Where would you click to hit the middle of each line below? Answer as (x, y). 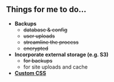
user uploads (39, 36)
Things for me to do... (46, 10)
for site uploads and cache (55, 67)
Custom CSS (30, 73)
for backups (38, 60)
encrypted (36, 48)
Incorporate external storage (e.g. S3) (61, 54)
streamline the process (51, 42)
